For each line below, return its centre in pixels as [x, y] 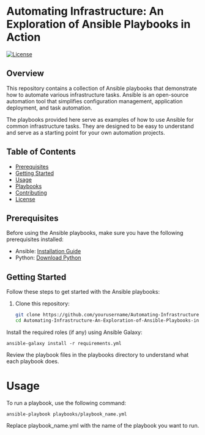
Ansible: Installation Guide [48, 251]
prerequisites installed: [35, 239]
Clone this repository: [42, 303]
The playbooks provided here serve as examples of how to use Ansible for [100, 119]
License [25, 199]
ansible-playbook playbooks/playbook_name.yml [67, 414]
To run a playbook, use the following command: [66, 403]
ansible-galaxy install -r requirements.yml [64, 343]
